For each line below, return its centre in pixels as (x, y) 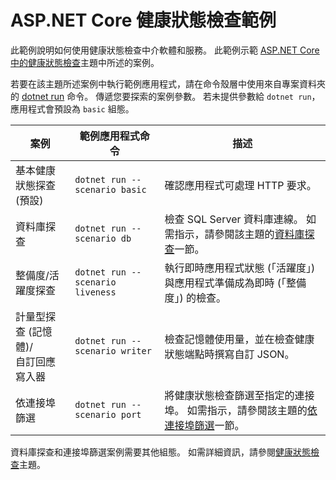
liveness (95, 292)
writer (136, 350)
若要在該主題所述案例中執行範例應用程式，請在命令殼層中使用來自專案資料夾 (168, 83)
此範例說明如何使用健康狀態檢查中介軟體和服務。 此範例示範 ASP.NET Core (165, 50)
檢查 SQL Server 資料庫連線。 (234, 219)
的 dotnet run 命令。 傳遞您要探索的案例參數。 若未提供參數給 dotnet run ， (165, 96)
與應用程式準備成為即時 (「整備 (235, 283)
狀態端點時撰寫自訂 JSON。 (229, 354)
